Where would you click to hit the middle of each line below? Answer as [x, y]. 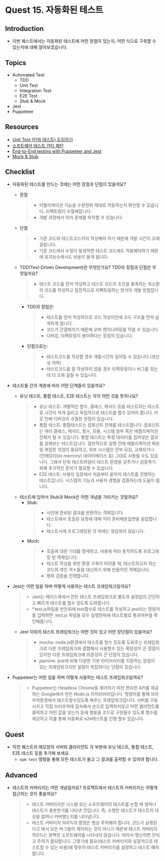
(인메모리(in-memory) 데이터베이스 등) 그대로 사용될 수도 [94, 456]
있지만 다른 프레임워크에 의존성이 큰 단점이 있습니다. [89, 655]
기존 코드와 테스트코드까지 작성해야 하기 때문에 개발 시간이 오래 [99, 238]
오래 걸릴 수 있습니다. [77, 375]
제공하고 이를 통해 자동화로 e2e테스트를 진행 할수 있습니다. [88, 719]
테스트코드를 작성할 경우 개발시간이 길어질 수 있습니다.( [99, 357]
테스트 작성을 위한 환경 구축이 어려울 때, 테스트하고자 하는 [101, 563]
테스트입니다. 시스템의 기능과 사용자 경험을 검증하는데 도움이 [97, 480]
